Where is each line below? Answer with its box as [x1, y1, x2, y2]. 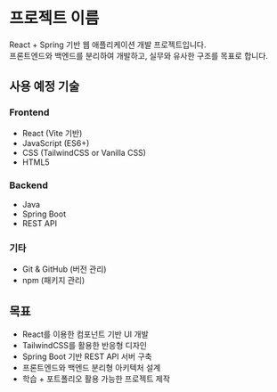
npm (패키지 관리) [21, 275, 86, 286]
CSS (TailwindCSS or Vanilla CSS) [21, 147, 147, 158]
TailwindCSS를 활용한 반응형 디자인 [21, 340, 147, 351]
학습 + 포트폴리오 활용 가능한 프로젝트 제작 [21, 373, 171, 384]
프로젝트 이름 [9, 8, 100, 29]
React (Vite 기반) [21, 127, 83, 138]
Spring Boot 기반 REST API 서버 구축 [21, 351, 153, 362]
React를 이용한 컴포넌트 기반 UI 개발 [21, 329, 149, 339]
